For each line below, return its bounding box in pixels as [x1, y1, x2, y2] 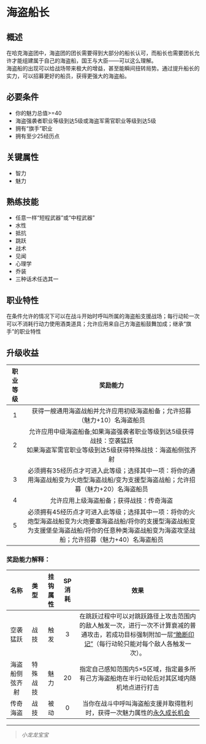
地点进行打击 [122, 683, 159, 692]
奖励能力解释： [6, 555, 51, 564]
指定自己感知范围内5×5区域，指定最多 [79, 665, 190, 674]
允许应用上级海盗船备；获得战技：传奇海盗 [50, 496, 174, 505]
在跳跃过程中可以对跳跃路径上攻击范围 [79, 612, 190, 621]
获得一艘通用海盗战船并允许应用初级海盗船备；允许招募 [31, 407, 192, 416]
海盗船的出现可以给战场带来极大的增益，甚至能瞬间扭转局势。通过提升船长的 [6, 65, 200, 72]
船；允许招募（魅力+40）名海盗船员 [59, 536, 164, 544]
